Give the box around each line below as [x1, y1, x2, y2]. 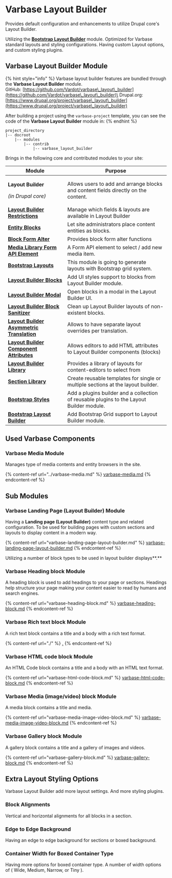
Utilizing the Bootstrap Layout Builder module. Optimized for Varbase [5, 36, 153, 42]
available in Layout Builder [67, 212, 131, 219]
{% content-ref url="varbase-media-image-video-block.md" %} [5, 714, 141, 720]
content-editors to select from [67, 366, 141, 373]
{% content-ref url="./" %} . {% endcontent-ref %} [5, 640, 112, 646]
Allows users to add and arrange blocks [67, 180, 163, 187]
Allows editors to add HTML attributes [67, 342, 159, 349]
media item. [67, 250, 96, 257]
